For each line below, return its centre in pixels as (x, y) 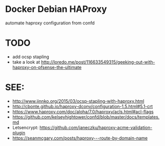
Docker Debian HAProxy (56, 9)
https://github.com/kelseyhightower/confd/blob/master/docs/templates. (86, 117)
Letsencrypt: (25, 127)
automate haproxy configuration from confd (50, 23)
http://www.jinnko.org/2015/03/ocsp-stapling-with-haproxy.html (78, 101)
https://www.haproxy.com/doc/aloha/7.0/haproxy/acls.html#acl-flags (83, 111)
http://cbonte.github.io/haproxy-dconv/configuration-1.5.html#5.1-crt (82, 106)
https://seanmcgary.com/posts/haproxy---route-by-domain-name (80, 138)
